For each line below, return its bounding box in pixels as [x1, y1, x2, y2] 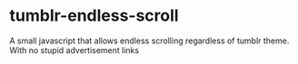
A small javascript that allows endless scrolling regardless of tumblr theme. [9, 35, 290, 46]
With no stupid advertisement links [9, 44, 139, 55]
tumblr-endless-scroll [9, 5, 179, 26]
